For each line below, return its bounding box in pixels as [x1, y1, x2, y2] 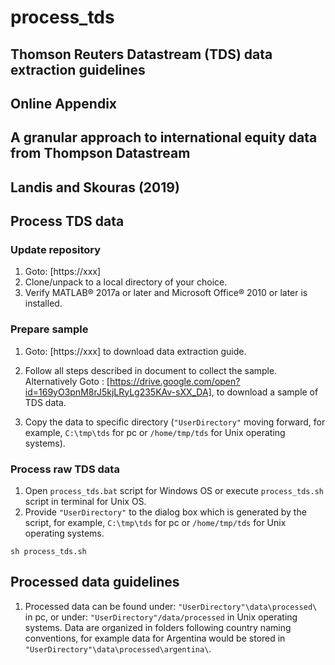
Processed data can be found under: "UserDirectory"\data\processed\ [24, 600, 318, 612]
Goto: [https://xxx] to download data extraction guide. [24, 345, 247, 357]
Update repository [10, 243, 102, 257]
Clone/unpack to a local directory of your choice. [24, 276, 228, 288]
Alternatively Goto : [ [24, 375, 110, 387]
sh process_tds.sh [10, 547, 87, 557]
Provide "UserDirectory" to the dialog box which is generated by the [24, 506, 307, 518]
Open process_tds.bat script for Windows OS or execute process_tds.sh [24, 485, 325, 497]
